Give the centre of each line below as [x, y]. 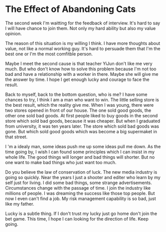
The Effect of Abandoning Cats [71, 9]
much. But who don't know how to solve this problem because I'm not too [81, 69]
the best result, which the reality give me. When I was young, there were [80, 105]
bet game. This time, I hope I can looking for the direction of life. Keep [77, 219]
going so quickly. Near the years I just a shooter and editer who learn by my [83, 177]
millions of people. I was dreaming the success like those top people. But [80, 193]
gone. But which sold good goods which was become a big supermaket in [81, 131]
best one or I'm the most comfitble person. [49, 54]
